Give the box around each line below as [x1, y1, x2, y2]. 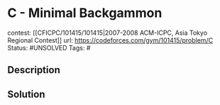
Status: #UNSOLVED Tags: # [7, 43, 91, 52]
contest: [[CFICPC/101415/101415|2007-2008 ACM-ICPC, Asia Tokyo [7, 28, 208, 37]
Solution [7, 88, 45, 100]
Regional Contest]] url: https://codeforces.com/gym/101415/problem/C [7, 35, 214, 44]
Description [7, 64, 60, 76]
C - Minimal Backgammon [7, 5, 163, 21]
